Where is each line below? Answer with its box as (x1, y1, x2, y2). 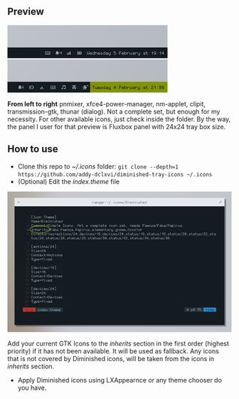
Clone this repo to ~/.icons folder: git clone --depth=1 (17, 162, 179, 171)
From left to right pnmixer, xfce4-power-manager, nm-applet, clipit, (7, 99, 206, 108)
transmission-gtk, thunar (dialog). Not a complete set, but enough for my (7, 107, 221, 116)
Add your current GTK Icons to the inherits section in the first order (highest (7, 339, 230, 348)
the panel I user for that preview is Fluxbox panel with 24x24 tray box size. (7, 122, 226, 131)
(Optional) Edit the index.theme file (17, 177, 119, 186)
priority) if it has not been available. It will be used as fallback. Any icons (7, 346, 219, 355)
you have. (17, 383, 47, 392)
